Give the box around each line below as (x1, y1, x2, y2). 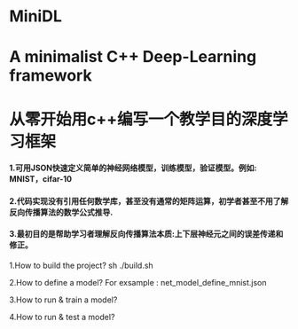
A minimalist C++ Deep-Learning (9, 47, 257, 67)
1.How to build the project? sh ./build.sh (9, 260, 153, 270)
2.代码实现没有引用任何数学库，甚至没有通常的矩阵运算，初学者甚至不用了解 (9, 195, 289, 206)
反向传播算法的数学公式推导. (9, 207, 114, 217)
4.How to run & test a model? (9, 311, 115, 322)
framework (9, 66, 92, 86)
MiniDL (9, 6, 62, 27)
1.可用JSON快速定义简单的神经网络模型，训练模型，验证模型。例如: (9, 162, 257, 174)
